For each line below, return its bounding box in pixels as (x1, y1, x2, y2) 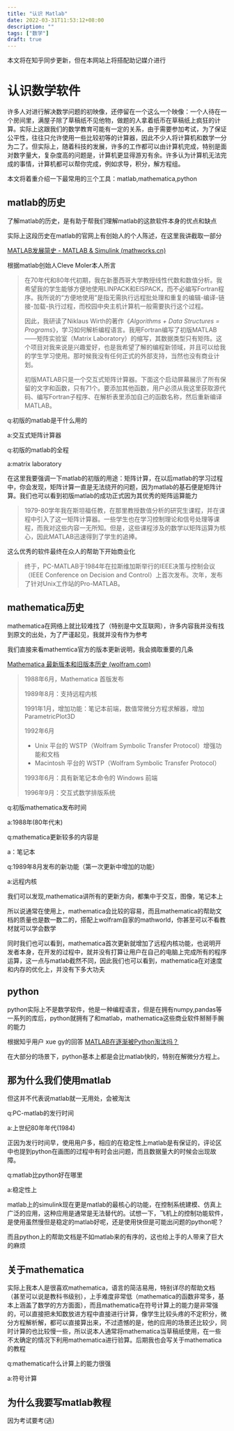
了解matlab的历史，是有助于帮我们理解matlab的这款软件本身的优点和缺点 (7, 217, 217, 225)
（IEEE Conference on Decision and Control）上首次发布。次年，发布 (24, 571, 223, 579)
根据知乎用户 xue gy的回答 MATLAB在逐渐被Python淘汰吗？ (7, 1037, 179, 1046)
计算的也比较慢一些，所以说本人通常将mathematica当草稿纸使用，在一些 (13, 1327, 221, 1336)
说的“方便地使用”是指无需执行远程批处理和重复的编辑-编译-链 (48, 293, 225, 302)
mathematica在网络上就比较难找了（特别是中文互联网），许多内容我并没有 (7, 621, 219, 630)
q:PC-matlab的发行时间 (7, 1109, 75, 1117)
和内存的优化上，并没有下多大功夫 (7, 965, 105, 973)
